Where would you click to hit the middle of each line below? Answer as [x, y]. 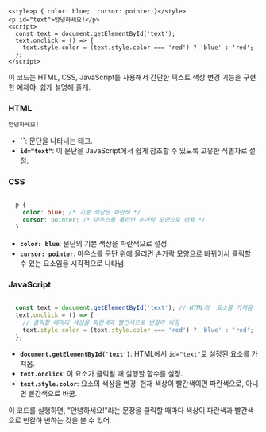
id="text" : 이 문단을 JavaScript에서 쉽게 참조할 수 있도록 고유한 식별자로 [133, 151]
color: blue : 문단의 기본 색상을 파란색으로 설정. [94, 243]
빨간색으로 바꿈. [53, 393]
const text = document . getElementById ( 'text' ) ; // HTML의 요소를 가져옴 [134, 308]
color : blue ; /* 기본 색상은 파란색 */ [82, 213]
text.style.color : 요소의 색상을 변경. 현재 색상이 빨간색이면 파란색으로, [132, 383]
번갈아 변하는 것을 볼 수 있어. [67, 420]
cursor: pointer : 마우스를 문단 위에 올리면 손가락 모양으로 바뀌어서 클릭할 [135, 253]
